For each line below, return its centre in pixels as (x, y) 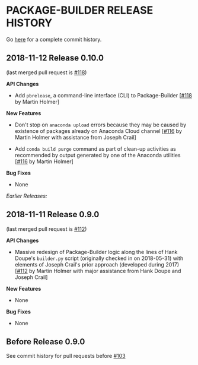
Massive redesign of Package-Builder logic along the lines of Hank (96, 252)
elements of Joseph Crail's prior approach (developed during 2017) (97, 264)
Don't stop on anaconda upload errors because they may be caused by (100, 125)
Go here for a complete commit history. (54, 39)
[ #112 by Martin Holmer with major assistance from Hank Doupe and (98, 271)
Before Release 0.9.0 (46, 342)
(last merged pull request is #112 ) (47, 228)
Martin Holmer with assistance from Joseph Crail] (75, 137)
